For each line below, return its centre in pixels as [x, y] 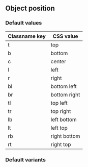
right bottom [65, 136]
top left [59, 103]
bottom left [64, 86]
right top [61, 144]
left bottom [64, 120]
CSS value [65, 36]
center [58, 61]
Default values [24, 23]
